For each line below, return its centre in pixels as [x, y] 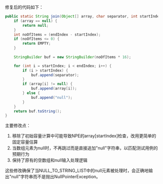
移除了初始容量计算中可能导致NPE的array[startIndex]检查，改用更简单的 [84, 136]
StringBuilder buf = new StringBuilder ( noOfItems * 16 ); [73, 57]
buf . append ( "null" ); [52, 97]
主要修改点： [18, 126]
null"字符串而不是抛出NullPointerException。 [56, 177]
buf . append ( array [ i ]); [54, 89]
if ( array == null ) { [35, 21]
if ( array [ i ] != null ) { [48, 84]
